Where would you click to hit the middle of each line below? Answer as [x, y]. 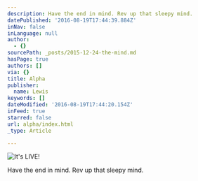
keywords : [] [26, 99]
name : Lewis [31, 92]
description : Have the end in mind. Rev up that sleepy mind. [100, 14]
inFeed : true [26, 111]
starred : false [29, 117]
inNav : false [26, 27]
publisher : [23, 85]
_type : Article [29, 131]
